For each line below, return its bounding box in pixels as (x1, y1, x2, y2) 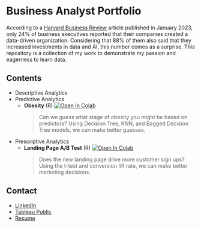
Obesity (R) (23, 102, 53, 109)
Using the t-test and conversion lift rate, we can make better (38, 162, 188, 169)
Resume (14, 214, 35, 222)
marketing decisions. (38, 168, 91, 175)
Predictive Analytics (14, 95, 65, 102)
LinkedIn (14, 202, 37, 209)
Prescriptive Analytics (14, 138, 70, 145)
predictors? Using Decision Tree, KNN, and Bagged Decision (38, 120, 189, 127)
